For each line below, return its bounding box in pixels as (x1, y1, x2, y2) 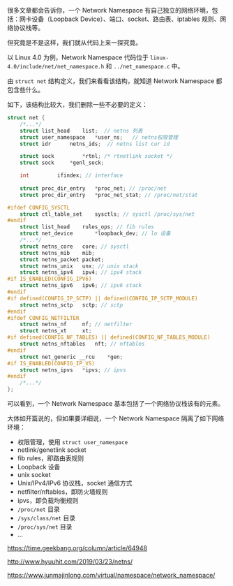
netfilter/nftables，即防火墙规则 (17, 488, 108, 496)
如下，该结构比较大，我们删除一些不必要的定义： (7, 101, 148, 108)
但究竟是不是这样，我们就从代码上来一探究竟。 (7, 38, 142, 47)
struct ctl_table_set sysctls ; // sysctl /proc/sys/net (20, 210, 195, 218)
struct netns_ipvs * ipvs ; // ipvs (20, 366, 127, 374)
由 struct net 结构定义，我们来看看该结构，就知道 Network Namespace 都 (7, 77, 223, 85)
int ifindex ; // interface (20, 172, 123, 180)
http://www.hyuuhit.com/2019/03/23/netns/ (7, 557, 133, 566)
